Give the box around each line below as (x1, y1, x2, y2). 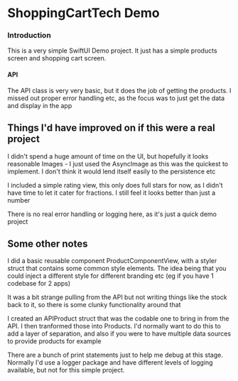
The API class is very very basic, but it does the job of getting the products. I (7, 86, 232, 95)
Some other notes (7, 237, 88, 249)
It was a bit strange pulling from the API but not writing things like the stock (7, 293, 227, 301)
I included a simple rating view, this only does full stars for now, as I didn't (7, 181, 223, 189)
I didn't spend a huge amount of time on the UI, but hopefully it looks (7, 151, 209, 161)
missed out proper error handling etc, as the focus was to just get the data (7, 94, 225, 102)
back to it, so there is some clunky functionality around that (7, 301, 181, 309)
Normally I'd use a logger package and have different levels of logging (7, 358, 213, 367)
